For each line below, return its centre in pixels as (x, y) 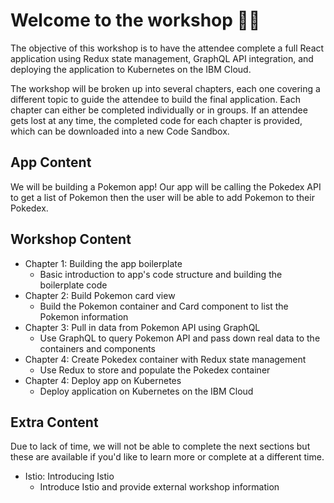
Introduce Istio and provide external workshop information (159, 487)
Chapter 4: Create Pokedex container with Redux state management (165, 359)
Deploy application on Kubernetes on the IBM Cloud (146, 391)
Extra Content (54, 422)
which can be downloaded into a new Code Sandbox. (120, 131)
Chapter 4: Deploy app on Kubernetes (103, 380)
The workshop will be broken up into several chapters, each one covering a (165, 88)
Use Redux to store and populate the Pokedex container (155, 370)
